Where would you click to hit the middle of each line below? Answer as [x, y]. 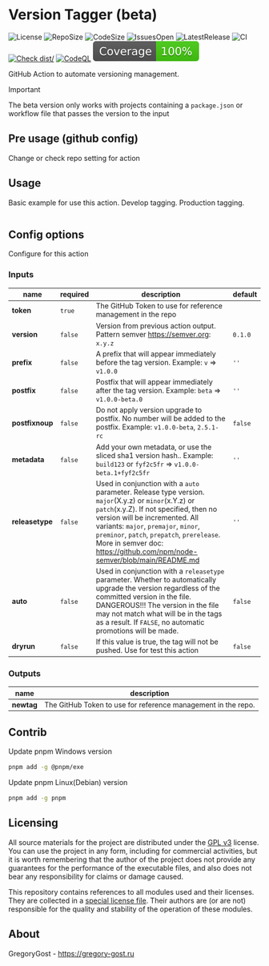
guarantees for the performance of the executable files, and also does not [130, 867]
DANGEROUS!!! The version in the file [157, 606]
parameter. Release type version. [150, 492]
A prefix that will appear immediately [156, 353]
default [245, 295]
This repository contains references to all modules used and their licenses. [131, 892]
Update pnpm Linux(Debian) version [68, 783]
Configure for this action [48, 254]
